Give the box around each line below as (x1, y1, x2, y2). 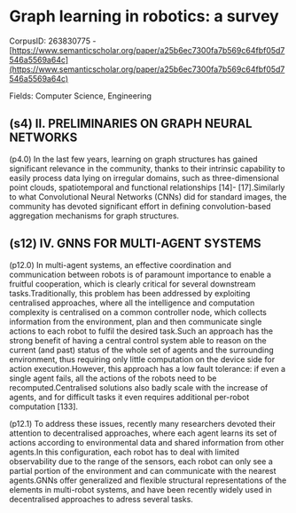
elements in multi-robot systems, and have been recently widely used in (9, 484, 272, 494)
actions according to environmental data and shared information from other (9, 437, 284, 447)
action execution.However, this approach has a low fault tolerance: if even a (9, 363, 286, 374)
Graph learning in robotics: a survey (9, 6, 279, 27)
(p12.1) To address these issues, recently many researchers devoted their (9, 418, 277, 429)
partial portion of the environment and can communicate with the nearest (9, 465, 277, 476)
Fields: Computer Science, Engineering (9, 91, 152, 101)
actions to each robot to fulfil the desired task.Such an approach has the (9, 326, 273, 336)
